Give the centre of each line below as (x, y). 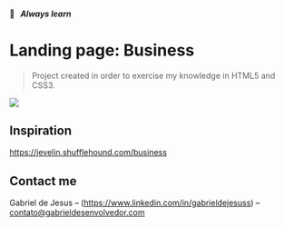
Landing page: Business (102, 50)
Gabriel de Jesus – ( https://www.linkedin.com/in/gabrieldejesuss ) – (135, 203)
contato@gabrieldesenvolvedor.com (77, 212)
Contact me (43, 181)
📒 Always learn (40, 14)
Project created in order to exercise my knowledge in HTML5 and (153, 75)
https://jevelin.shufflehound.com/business (88, 153)
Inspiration (41, 130)
